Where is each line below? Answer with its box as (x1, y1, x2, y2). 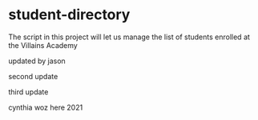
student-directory (8, 6, 131, 24)
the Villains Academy (8, 40, 78, 50)
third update (8, 86, 49, 97)
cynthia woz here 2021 (8, 102, 83, 112)
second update (8, 71, 58, 81)
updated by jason (8, 56, 66, 66)
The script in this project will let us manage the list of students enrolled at (8, 32, 251, 42)
